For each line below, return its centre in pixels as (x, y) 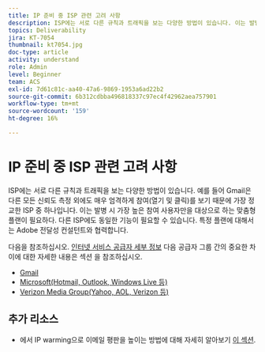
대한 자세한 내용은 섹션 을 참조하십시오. (83, 256)
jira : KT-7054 (32, 38)
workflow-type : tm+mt (44, 104)
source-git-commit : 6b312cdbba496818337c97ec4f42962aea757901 (112, 97)
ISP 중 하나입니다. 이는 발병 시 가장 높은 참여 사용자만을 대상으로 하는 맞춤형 (139, 210)
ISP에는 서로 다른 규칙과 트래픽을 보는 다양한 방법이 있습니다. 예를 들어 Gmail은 (130, 190)
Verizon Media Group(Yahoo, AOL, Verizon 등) (94, 291)
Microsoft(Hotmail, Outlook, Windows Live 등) (93, 282)
